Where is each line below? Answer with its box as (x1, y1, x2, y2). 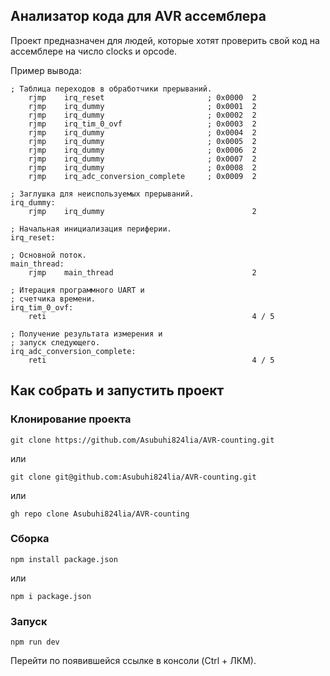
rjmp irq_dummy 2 (28, 206, 257, 216)
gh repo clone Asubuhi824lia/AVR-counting (10, 509, 190, 519)
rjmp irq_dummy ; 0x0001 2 (28, 101, 257, 111)
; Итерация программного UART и (10, 285, 145, 295)
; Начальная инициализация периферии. (10, 224, 172, 234)
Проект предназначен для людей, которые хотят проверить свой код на (10, 34, 320, 46)
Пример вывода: (10, 64, 82, 76)
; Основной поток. (10, 250, 87, 260)
